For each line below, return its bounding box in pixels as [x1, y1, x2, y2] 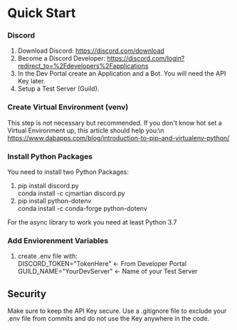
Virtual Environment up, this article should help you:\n [7, 126, 164, 135]
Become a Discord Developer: [17, 54, 106, 63]
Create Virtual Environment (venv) [7, 102, 129, 112]
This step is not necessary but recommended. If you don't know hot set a [7, 118, 222, 127]
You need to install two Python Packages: [7, 167, 130, 176]
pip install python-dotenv [17, 197, 92, 205]
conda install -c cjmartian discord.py [17, 189, 126, 197]
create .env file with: [17, 252, 78, 261]
